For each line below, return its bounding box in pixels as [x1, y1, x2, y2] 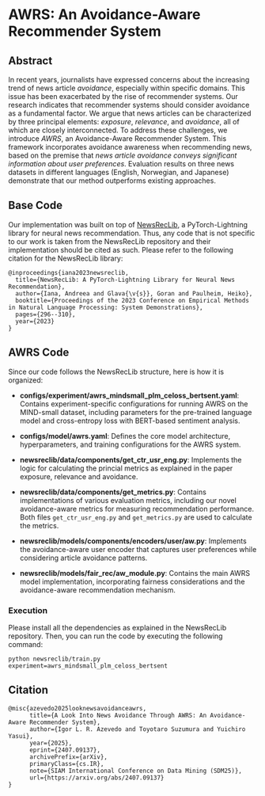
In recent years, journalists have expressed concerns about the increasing [8, 75, 250, 84]
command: [8, 639, 44, 649]
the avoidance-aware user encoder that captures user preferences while [19, 544, 257, 554]
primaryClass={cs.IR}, [28, 760, 104, 767]
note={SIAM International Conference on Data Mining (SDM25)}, [28, 767, 243, 775]
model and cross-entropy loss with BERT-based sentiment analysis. [19, 416, 240, 425]
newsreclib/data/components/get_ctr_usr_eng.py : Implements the [19, 455, 242, 464]
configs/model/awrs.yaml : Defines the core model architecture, [19, 431, 231, 440]
